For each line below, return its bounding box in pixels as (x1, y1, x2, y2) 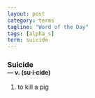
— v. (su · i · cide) (7, 68, 51, 77)
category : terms (7, 17, 54, 24)
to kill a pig (17, 82, 49, 92)
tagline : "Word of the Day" (7, 23, 89, 30)
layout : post (7, 10, 45, 18)
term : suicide (7, 37, 49, 44)
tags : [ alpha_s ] (7, 30, 54, 37)
